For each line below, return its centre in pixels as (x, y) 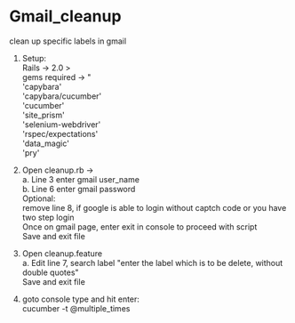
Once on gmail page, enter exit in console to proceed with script (140, 226)
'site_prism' (43, 115)
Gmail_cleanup (65, 16)
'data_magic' (45, 143)
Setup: (34, 58)
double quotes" (50, 272)
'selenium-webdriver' (61, 124)
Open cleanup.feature (62, 253)
